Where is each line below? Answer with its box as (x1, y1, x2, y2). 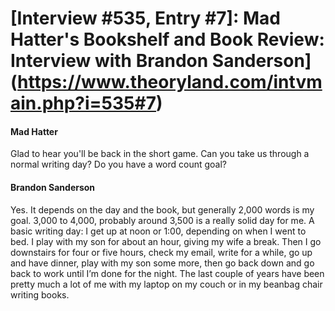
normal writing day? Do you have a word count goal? (10, 158, 228, 171)
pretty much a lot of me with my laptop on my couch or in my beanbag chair (10, 278, 323, 290)
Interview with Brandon (10, 50, 209, 72)
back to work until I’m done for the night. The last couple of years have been (10, 267, 325, 279)
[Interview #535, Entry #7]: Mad (10, 7, 282, 30)
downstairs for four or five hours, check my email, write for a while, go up (10, 246, 313, 258)
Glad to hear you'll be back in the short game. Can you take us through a (10, 148, 310, 160)
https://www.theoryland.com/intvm (17, 71, 323, 94)
